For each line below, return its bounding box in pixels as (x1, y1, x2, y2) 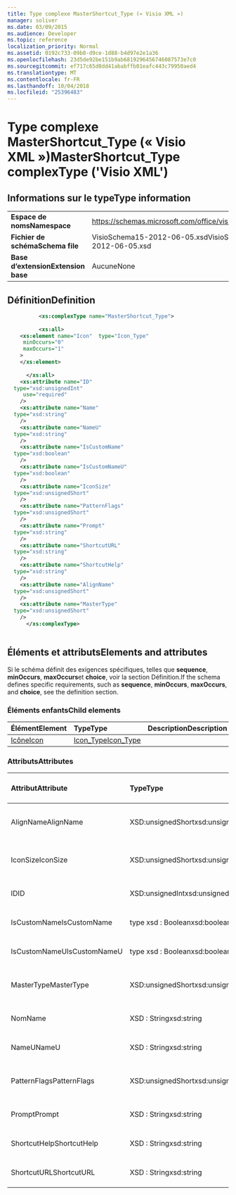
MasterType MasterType (11, 980, 89, 990)
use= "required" (22, 392, 68, 399)
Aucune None (91, 261, 136, 271)
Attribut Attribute (11, 783, 68, 793)
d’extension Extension (11, 261, 86, 271)
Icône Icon (11, 735, 44, 745)
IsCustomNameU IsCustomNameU (11, 946, 123, 956)
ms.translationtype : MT (7, 69, 77, 76)
